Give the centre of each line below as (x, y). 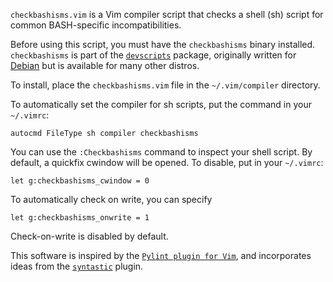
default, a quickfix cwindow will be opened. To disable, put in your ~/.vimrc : (167, 162)
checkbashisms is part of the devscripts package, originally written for (153, 55)
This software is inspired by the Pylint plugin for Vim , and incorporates (161, 255)
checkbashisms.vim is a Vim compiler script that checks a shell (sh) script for (167, 14)
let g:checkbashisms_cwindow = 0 (80, 181)
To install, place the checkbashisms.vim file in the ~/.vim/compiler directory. (165, 85)
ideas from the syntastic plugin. (77, 266)
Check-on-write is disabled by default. (89, 236)
